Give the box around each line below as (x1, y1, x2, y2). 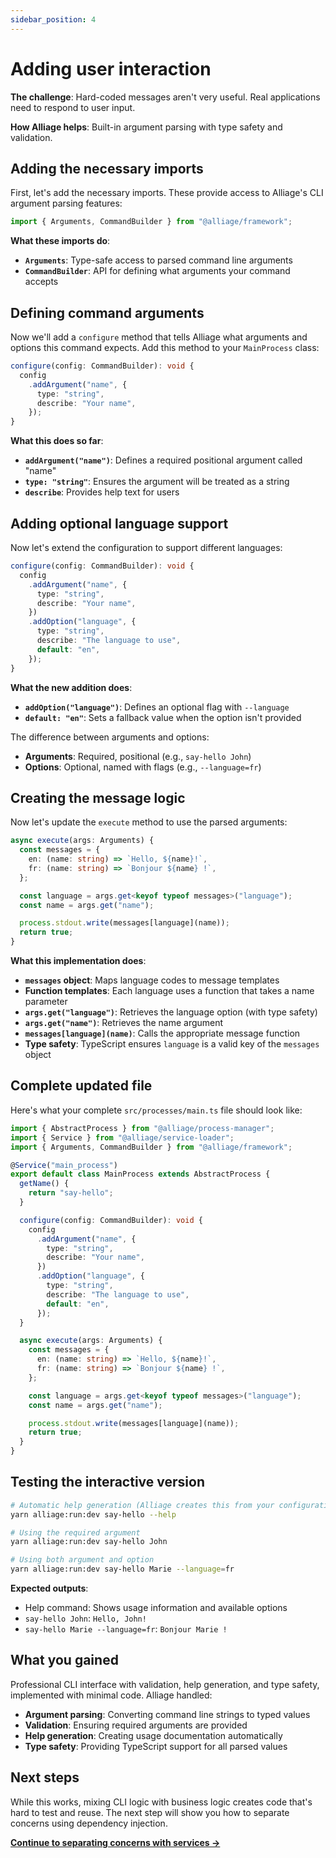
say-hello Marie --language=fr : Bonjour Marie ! (24, 1623, 228, 1635)
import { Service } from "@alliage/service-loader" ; (10, 1132, 235, 1143)
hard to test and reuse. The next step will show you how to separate (10, 1806, 290, 1818)
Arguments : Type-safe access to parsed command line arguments (24, 254, 293, 266)
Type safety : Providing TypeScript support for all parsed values (24, 1740, 288, 1752)
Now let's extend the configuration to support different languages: (10, 542, 283, 553)
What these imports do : (10, 235, 111, 247)
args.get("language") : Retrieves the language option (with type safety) (24, 1006, 318, 1018)
